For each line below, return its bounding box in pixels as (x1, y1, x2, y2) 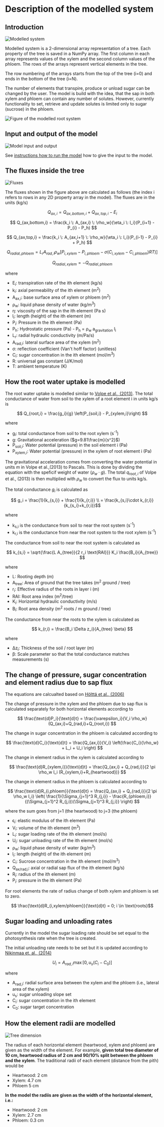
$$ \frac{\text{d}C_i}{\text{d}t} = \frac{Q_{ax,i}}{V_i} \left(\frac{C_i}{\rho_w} (5, 740, 159, 746)
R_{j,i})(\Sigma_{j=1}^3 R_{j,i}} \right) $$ (59, 798, 140, 805)
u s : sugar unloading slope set (12, 991, 72, 999)
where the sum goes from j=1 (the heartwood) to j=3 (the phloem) (5, 808, 138, 814)
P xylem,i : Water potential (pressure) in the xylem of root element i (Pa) (12, 448, 152, 456)
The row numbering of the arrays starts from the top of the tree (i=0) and (5, 71, 153, 77)
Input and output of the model (5, 130, 98, 138)
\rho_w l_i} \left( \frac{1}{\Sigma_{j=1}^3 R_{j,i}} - (13, 794, 112, 799)
